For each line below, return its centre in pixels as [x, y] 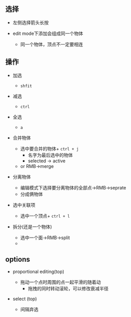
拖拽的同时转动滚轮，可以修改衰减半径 [68, 289]
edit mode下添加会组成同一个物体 [48, 33]
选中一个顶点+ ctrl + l [45, 216]
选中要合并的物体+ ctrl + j [49, 149]
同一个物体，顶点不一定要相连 [51, 44]
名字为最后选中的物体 [50, 155]
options [18, 259]
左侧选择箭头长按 [31, 23]
